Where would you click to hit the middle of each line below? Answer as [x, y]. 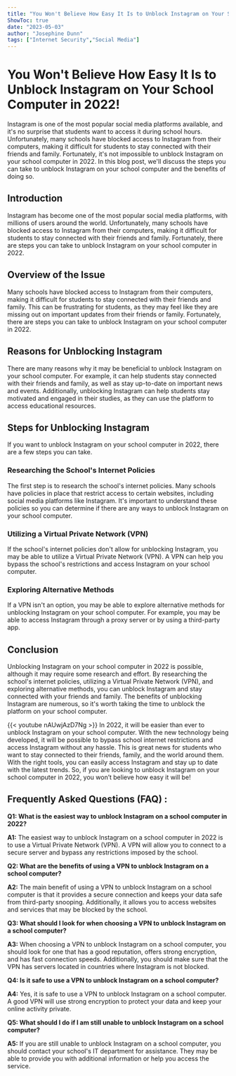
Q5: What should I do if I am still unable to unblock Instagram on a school [116, 1022]
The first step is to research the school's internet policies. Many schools [112, 485]
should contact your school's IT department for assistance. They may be [112, 1051]
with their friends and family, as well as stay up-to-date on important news [115, 383]
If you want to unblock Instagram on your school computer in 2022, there [113, 444]
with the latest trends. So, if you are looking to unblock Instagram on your [113, 770]
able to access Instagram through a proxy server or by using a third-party [114, 620]
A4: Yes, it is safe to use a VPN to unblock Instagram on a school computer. [117, 994]
